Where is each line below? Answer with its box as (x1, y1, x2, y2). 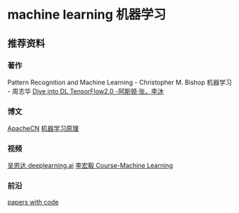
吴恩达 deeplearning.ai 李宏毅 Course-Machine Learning (7, 162, 173, 170)
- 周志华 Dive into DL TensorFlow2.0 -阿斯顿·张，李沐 (7, 86, 164, 95)
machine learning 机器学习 (7, 6, 166, 23)
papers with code (7, 197, 59, 206)
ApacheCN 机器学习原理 (7, 124, 79, 133)
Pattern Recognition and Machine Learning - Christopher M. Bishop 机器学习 (7, 78, 232, 86)
